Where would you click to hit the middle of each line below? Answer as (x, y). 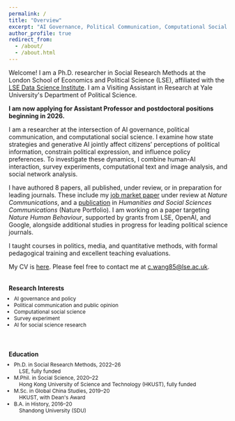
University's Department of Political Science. (73, 94)
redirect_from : (31, 40)
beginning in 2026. (37, 115)
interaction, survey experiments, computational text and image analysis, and (118, 166)
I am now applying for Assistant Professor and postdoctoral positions (111, 108)
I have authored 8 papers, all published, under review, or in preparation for (115, 187)
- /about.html (35, 53)
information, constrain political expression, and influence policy (100, 152)
